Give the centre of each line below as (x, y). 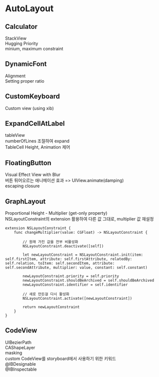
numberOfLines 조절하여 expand (37, 141)
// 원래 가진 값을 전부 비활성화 (50, 242)
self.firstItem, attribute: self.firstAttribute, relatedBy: (69, 259)
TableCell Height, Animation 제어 (38, 147)
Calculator (21, 27)
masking (14, 353)
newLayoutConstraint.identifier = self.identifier (75, 285)
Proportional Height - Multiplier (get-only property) (56, 213)
